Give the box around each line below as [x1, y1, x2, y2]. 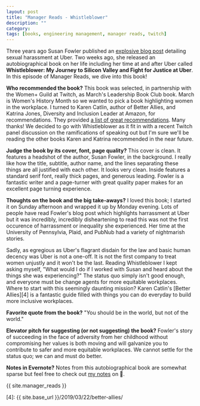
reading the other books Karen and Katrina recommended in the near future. [6, 135, 194, 143]
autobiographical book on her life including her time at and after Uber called [6, 60, 193, 68]
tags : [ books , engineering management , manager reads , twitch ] [6, 31, 167, 37]
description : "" [6, 20, 47, 26]
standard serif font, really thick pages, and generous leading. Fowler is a [6, 172, 184, 180]
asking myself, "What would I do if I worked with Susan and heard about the [6, 266, 193, 273]
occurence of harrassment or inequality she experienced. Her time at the [6, 222, 186, 229]
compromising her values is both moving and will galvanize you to [6, 340, 168, 347]
